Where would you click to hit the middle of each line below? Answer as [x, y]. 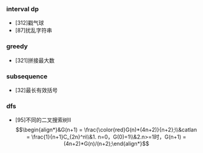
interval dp [23, 9]
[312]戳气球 [29, 23]
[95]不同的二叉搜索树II [43, 120]
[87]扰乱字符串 [34, 30]
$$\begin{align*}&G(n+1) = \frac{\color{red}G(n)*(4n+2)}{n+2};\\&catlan [106, 130]
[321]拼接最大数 [35, 60]
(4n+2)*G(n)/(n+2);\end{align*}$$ [106, 144]
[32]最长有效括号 [36, 90]
